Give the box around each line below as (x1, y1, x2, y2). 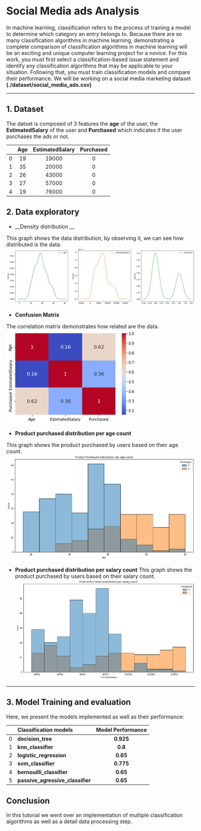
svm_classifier (17, 760, 55, 767)
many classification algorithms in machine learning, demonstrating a (6, 36, 175, 44)
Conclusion (6, 796, 50, 806)
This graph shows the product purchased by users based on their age (6, 442, 178, 449)
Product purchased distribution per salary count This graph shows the (14, 566, 193, 573)
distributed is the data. (6, 241, 62, 248)
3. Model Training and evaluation (6, 697, 131, 707)
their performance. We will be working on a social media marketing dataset (6, 75, 191, 82)
